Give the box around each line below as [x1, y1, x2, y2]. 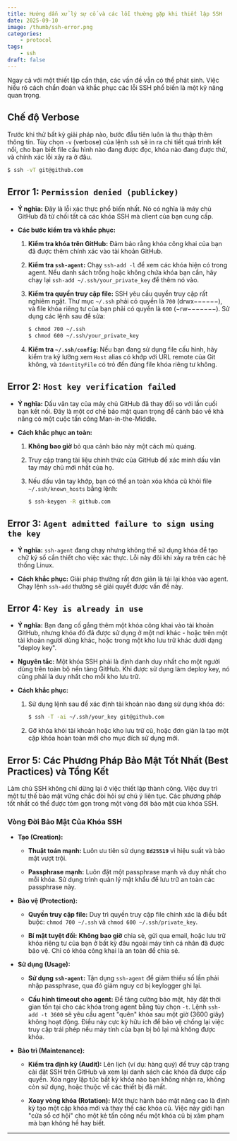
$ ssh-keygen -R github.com [28, 498, 111, 505]
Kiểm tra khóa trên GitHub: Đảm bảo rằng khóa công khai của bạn [28, 240, 222, 248]
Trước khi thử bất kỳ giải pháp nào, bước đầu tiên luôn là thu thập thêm [7, 130, 213, 139]
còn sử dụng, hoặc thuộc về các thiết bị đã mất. [28, 1083, 167, 1091]
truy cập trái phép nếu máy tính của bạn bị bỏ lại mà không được [28, 1025, 217, 1033]
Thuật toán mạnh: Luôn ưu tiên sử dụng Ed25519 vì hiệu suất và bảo [28, 847, 226, 855]
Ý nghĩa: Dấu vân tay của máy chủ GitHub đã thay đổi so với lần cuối [17, 399, 217, 407]
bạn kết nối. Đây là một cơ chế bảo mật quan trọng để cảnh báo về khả [17, 407, 224, 415]
